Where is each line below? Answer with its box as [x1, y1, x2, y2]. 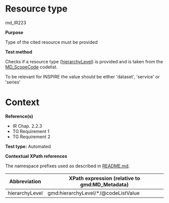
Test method [5, 49, 33, 55]
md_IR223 [5, 20, 27, 26]
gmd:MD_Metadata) [80, 181, 129, 188]
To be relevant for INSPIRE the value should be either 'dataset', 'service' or [5, 73, 160, 79]
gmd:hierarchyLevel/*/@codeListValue [47, 189, 140, 196]
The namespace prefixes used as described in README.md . [5, 163, 130, 169]
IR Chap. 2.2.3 [12, 123, 42, 129]
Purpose [5, 29, 24, 35]
